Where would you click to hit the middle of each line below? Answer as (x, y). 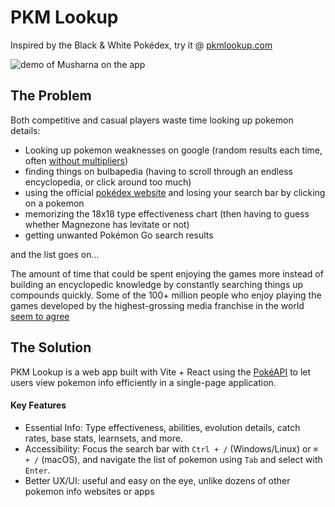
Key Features (38, 405)
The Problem (51, 96)
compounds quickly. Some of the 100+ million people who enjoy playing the (166, 295)
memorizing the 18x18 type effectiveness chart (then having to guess (167, 213)
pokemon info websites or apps (89, 491)
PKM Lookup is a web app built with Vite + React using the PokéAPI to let (161, 372)
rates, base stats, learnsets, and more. (103, 438)
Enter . (37, 470)
